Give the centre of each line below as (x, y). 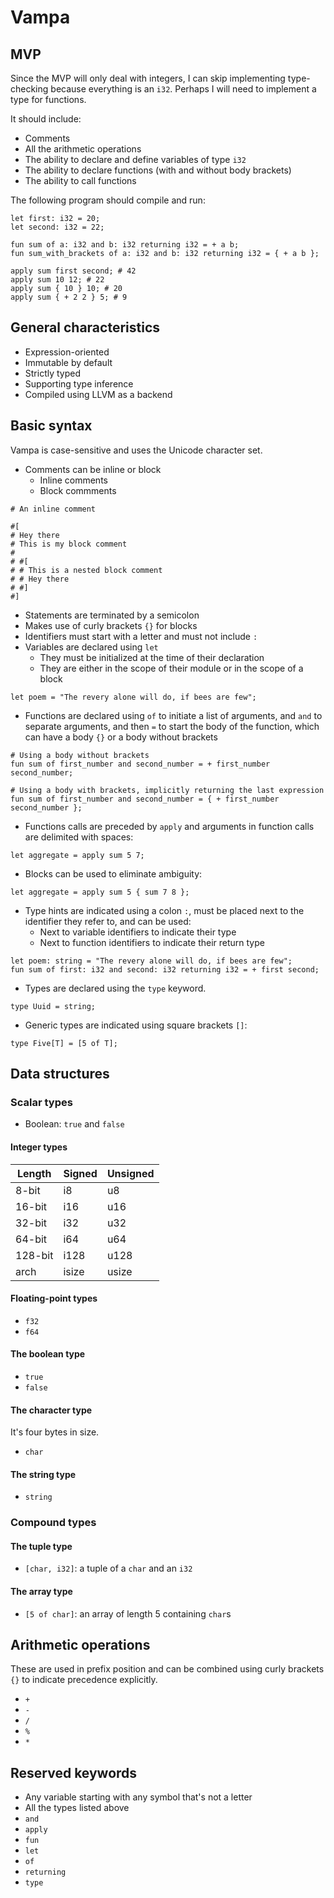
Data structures (60, 1074)
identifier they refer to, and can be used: (108, 921)
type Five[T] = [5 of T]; (64, 1043)
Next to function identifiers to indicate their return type (152, 942)
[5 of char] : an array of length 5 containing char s (128, 1613)
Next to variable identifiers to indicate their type (138, 932)
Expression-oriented (67, 352)
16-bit (31, 1206)
